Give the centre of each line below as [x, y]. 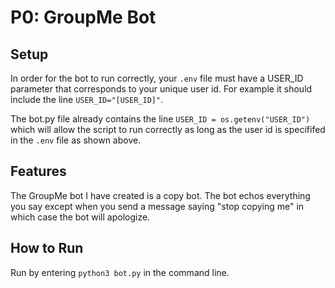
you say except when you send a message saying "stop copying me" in [157, 206]
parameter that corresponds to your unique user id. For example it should [161, 89]
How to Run [47, 248]
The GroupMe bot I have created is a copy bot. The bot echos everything [160, 195]
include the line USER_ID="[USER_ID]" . [87, 99]
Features [38, 171]
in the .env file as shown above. [76, 140]
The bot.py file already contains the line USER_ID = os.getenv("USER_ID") [160, 119]
